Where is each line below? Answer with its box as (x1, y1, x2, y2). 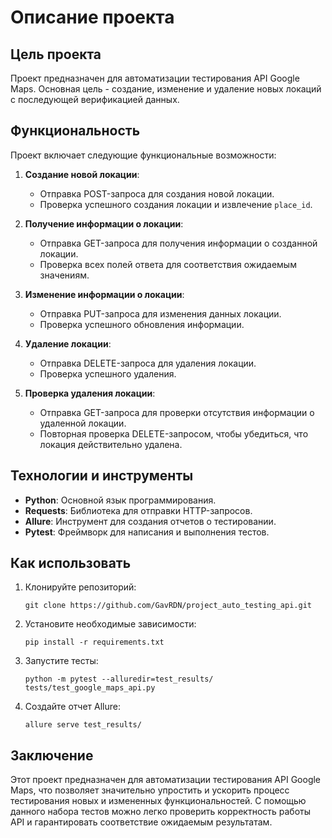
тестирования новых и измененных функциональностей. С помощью (10, 795, 307, 807)
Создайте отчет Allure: (24, 701, 122, 713)
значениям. (39, 269, 90, 281)
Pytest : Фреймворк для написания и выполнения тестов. (24, 526, 270, 538)
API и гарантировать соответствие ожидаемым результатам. (10, 816, 273, 828)
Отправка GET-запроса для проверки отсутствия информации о (39, 406, 315, 418)
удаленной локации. (39, 417, 127, 429)
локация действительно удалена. (39, 438, 183, 450)
